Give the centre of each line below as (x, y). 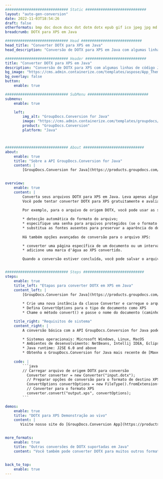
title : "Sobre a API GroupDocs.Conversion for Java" (68, 161)
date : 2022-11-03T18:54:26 (32, 18)
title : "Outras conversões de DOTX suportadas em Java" (72, 447)
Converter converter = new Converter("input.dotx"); (81, 375)
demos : (12, 406)
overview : (15, 183)
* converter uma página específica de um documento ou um (82, 246)
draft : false (18, 23)
